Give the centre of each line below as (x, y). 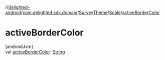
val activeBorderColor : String (35, 51)
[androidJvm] (19, 46)
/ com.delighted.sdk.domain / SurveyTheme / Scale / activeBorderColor (90, 12)
